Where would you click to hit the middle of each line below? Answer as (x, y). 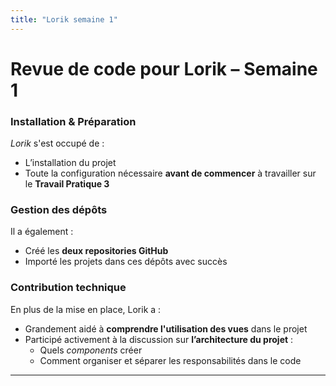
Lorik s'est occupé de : (57, 143)
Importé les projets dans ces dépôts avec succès (126, 262)
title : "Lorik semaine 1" (64, 19)
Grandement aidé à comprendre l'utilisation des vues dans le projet (166, 328)
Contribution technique (68, 288)
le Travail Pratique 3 (67, 184)
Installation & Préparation (73, 121)
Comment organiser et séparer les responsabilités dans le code (170, 360)
